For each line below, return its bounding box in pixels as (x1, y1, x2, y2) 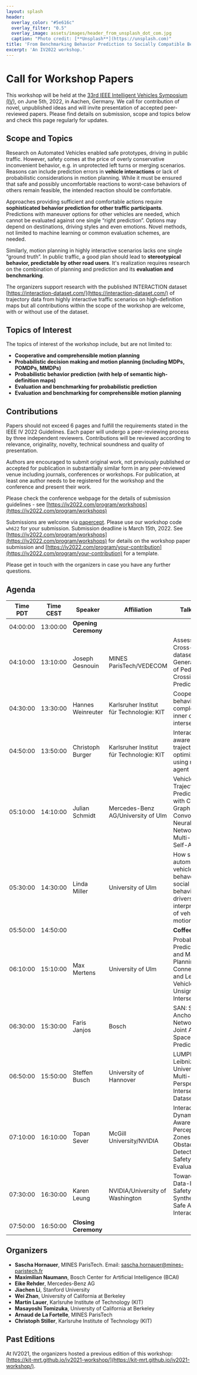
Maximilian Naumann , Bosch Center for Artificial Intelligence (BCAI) (14, 1273, 179, 1280)
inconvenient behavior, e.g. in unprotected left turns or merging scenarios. (6, 162, 186, 169)
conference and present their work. (6, 483, 92, 490)
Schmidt (72, 811, 96, 819)
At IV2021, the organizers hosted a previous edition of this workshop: (6, 1350, 173, 1357)
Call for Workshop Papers (6, 72, 134, 85)
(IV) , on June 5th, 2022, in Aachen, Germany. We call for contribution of (6, 98, 180, 105)
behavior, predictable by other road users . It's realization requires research (6, 259, 191, 266)
